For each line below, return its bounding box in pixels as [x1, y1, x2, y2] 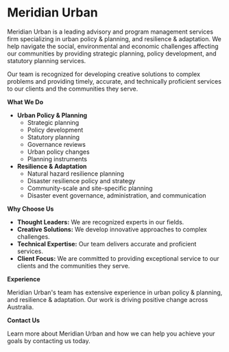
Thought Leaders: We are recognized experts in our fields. [16, 218, 184, 226]
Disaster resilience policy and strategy [27, 176, 136, 185]
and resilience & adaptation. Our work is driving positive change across [7, 295, 208, 303]
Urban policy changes [27, 148, 91, 156]
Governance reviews [27, 140, 86, 148]
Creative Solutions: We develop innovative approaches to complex [16, 225, 207, 233]
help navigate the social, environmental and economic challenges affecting [7, 42, 219, 50]
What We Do [7, 97, 43, 106]
